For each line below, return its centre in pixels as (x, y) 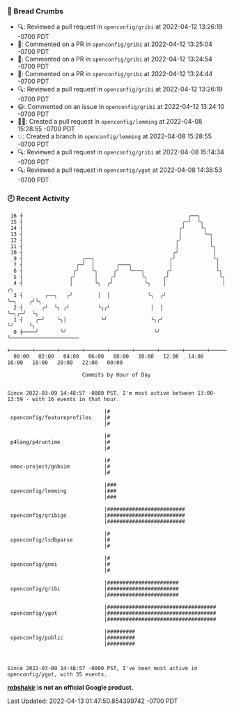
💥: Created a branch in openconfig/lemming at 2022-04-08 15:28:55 (115, 136)
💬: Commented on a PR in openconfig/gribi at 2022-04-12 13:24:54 (115, 59)
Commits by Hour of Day (116, 375)
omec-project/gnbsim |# (60, 466)
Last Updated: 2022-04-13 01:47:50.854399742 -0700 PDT (93, 701)
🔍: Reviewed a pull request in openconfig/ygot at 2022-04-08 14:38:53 (120, 170)
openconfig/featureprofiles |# (60, 417)
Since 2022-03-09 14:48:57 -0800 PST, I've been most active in (102, 668)
